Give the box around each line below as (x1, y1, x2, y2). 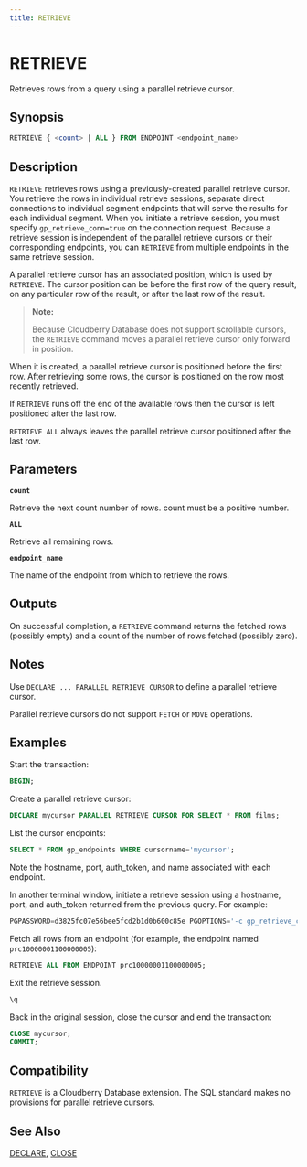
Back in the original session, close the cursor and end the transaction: (9, 1012, 272, 1022)
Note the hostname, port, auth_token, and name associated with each (9, 862, 271, 873)
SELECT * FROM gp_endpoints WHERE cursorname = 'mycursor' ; (9, 845, 235, 855)
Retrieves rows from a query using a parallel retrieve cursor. (9, 83, 235, 94)
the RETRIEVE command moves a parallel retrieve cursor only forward (31, 334, 291, 345)
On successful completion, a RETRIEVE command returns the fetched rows (9, 620, 287, 631)
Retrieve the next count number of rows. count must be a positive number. (9, 502, 290, 513)
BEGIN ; (9, 776, 35, 787)
